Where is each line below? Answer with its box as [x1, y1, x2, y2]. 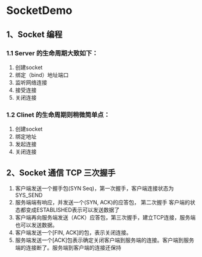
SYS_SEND [15, 191, 43, 198]
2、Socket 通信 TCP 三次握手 [6, 168, 116, 178]
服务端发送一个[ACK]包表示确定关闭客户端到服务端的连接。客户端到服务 [15, 236, 195, 244]
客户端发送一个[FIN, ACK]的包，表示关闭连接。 [15, 229, 132, 236]
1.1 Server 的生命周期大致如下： [6, 49, 99, 57]
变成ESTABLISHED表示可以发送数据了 [25, 206, 120, 213]
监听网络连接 [15, 79, 47, 86]
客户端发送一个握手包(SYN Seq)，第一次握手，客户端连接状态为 [15, 184, 174, 192]
